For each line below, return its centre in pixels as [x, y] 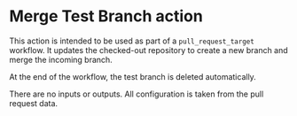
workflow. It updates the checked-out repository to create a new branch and [148, 50]
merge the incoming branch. [61, 59]
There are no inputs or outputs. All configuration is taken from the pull [137, 94]
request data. [34, 103]
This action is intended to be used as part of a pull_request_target [132, 41]
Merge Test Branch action [106, 16]
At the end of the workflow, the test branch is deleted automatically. [133, 76]
